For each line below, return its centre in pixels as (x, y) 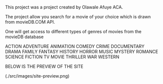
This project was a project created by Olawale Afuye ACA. (64, 7)
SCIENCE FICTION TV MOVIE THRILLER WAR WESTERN (62, 57)
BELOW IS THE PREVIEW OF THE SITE (44, 66)
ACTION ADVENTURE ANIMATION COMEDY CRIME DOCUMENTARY (75, 46)
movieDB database (24, 37)
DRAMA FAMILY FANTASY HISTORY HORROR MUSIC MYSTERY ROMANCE (82, 52)
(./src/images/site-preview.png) (37, 76)
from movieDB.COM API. (30, 22)
